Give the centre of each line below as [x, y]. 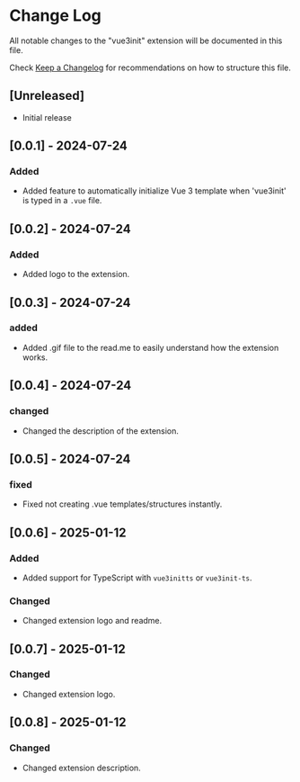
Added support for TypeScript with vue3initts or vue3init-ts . [137, 578]
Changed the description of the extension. [101, 431]
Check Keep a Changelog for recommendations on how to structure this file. [150, 67]
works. [35, 357]
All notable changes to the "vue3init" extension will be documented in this [146, 40]
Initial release [47, 117]
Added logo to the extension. [76, 274]
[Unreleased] [47, 96]
